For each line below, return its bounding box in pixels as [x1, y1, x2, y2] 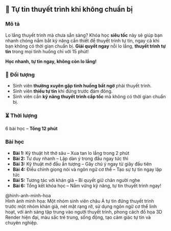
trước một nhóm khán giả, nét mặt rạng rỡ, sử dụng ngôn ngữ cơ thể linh [5, 203, 157, 210]
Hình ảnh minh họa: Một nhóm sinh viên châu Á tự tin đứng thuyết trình [5, 198, 154, 204]
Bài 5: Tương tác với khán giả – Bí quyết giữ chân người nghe [12, 177, 140, 183]
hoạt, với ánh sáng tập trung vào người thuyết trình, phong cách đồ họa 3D [5, 209, 162, 215]
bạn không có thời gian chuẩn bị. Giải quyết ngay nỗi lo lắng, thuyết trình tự [5, 43, 166, 49]
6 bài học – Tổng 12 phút [5, 126, 58, 132]
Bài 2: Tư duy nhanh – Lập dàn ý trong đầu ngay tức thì [12, 155, 129, 161]
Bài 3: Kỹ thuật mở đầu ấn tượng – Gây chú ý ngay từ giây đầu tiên [12, 160, 152, 167]
